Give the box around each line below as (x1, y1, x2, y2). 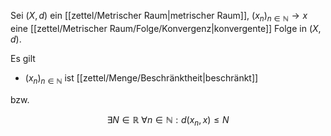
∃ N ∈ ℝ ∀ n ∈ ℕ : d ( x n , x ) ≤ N (106, 113, 230, 128)
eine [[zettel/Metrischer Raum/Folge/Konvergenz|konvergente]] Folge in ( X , (10, 22, 322, 34)
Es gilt (10, 52, 36, 64)
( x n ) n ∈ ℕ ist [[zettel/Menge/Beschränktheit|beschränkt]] (24, 71, 259, 86)
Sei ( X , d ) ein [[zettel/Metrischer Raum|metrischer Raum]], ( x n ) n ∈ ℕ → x (10, 10, 308, 24)
